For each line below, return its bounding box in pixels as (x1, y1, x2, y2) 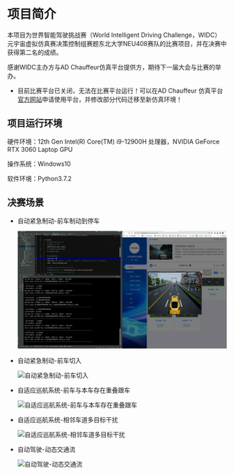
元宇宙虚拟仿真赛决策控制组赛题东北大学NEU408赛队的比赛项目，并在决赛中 (7, 39, 227, 47)
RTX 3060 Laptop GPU (7, 145, 73, 153)
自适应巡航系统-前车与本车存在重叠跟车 (17, 386, 131, 394)
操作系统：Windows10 (7, 159, 71, 168)
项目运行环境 (7, 118, 63, 130)
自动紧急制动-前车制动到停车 (17, 217, 100, 225)
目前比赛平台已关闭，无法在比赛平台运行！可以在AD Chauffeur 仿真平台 (17, 86, 224, 95)
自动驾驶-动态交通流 (17, 445, 76, 453)
